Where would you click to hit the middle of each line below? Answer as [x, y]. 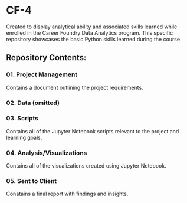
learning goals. [24, 137]
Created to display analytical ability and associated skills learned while [92, 27]
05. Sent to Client [32, 181]
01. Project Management [42, 74]
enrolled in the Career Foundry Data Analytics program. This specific [90, 32]
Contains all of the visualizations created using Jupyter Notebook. [86, 166]
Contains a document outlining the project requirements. [75, 87]
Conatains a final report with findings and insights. [67, 194]
